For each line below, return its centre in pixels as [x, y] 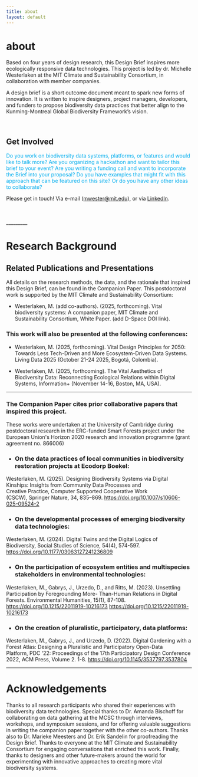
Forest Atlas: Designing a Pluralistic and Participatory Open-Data [85, 647]
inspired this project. [37, 412]
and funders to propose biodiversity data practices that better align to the [95, 105]
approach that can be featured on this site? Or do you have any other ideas [97, 181]
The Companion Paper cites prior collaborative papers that [92, 404]
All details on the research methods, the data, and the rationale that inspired [98, 282]
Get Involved [30, 141]
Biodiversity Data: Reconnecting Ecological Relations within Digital [95, 377]
